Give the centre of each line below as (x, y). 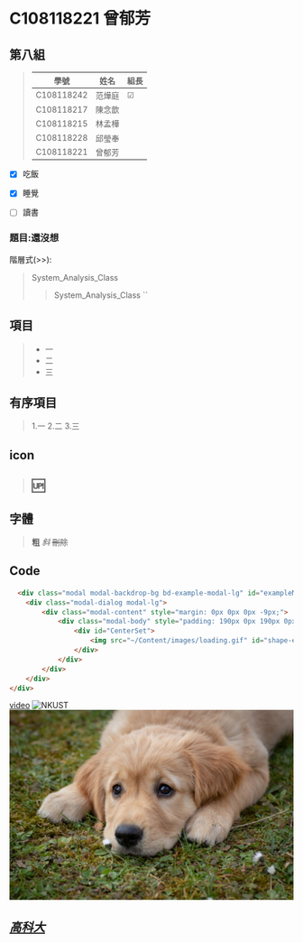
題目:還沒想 (34, 238)
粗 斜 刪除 (50, 541)
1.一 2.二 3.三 (55, 426)
